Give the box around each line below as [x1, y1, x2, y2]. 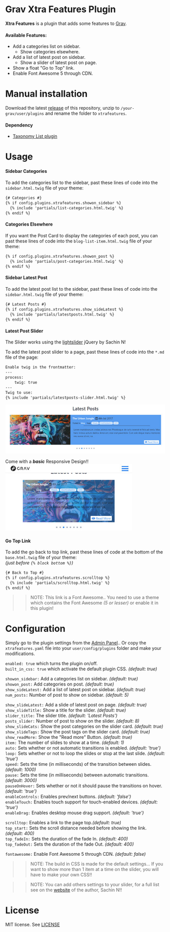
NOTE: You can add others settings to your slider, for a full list [30, 882, 159, 888]
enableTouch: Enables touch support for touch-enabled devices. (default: [5, 799, 158, 805]
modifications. [5, 650, 36, 657]
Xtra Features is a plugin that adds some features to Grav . [5, 20, 127, 26]
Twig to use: [5, 390, 33, 395]
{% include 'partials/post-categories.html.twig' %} [10, 259, 124, 264]
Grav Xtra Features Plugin [5, 4, 116, 15]
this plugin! [30, 605, 54, 611]
